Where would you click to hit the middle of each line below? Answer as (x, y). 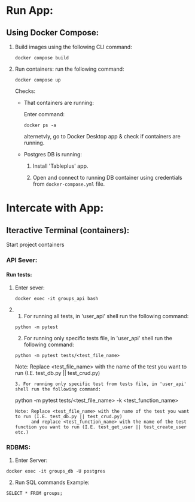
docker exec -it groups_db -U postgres (56, 471)
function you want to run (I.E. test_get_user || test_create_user (100, 427)
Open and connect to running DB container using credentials (107, 178)
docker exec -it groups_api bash (57, 299)
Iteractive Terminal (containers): (68, 230)
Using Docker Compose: (53, 33)
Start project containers (35, 244)
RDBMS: (19, 447)
